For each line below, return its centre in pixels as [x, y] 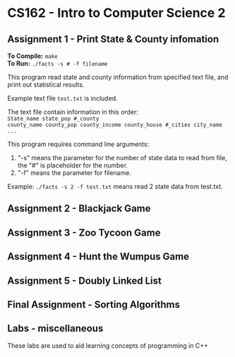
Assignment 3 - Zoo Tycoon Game [84, 232]
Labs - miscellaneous [55, 328]
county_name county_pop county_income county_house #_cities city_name [115, 125]
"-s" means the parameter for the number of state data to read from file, [122, 158]
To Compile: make [32, 56]
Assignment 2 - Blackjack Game [79, 208]
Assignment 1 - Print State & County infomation [113, 39]
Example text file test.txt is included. [62, 98]
